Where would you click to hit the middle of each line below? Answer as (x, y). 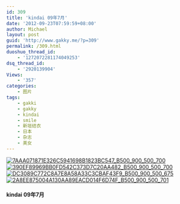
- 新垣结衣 (29, 126)
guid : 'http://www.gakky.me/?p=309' (53, 40)
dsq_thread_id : (26, 63)
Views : (15, 75)
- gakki (27, 103)
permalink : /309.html (34, 47)
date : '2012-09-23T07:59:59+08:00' (52, 23)
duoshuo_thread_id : (31, 52)
